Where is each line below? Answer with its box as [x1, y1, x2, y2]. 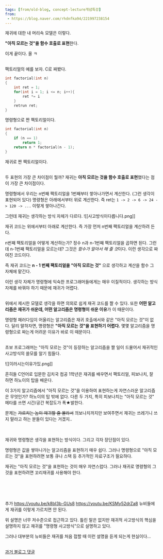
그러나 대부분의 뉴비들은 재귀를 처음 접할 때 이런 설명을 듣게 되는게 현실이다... [5, 533, 151, 539]
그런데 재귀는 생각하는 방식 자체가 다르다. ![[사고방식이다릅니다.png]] [5, 213, 136, 219]
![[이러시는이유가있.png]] [5, 361, 53, 367]
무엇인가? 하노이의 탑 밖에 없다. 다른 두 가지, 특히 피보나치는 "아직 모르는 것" [10, 393, 154, 399]
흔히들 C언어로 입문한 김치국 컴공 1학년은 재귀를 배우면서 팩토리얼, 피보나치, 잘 [5, 371, 154, 377]
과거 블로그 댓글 [5, 549, 35, 555]
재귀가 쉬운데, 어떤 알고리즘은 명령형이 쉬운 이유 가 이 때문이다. [17, 306, 134, 312]
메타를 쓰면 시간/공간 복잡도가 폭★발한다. [5, 400, 84, 405]
